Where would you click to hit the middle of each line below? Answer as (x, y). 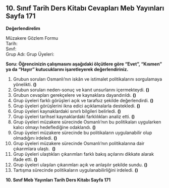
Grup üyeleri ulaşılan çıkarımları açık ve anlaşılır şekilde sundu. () (80, 165)
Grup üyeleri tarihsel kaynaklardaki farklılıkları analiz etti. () (74, 116)
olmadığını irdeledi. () (35, 138)
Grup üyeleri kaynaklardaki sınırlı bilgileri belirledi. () (67, 111)
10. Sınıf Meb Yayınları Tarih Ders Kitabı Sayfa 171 (58, 180)
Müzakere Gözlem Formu (32, 38)
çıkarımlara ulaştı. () (34, 149)
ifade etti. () (25, 159)
